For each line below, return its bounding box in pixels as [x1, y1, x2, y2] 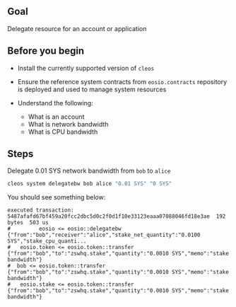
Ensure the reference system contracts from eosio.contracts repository [17, 77, 228, 86]
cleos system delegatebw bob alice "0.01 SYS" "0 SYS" [7, 180, 172, 187]
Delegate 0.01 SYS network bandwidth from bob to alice [7, 166, 171, 175]
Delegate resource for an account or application [7, 24, 147, 33]
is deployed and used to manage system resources [17, 85, 167, 93]
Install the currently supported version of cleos [17, 64, 155, 72]
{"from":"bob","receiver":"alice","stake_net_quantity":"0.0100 [7, 231, 201, 239]
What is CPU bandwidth [28, 127, 98, 136]
